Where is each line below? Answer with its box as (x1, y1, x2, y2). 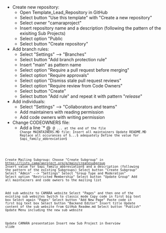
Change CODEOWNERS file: (12, 119, 70, 125)
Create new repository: (12, 4, 59, 10)
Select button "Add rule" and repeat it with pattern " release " (19, 93, 143, 99)
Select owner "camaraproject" (19, 20, 82, 26)
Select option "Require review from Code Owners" (19, 83, 123, 88)
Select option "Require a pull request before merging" (19, 67, 130, 73)
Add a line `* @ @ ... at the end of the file (19, 125, 106, 130)
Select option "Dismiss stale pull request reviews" (19, 78, 121, 83)
